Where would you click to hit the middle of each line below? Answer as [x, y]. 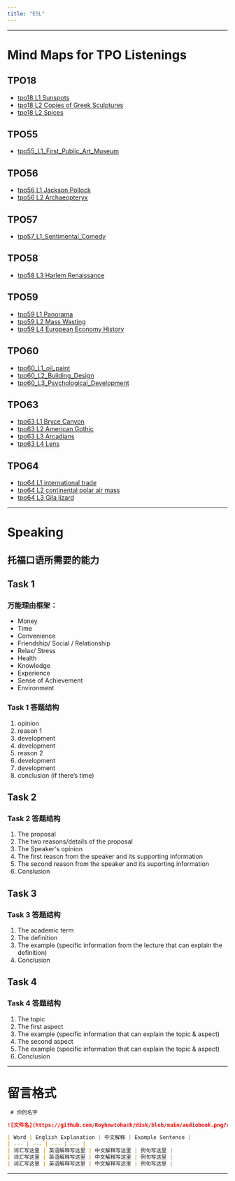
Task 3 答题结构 [34, 914]
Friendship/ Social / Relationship [64, 643]
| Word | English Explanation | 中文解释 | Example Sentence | [99, 1138]
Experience [34, 673]
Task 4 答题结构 [34, 1003]
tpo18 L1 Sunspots [43, 97]
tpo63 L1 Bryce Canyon [51, 421]
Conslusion [34, 872]
